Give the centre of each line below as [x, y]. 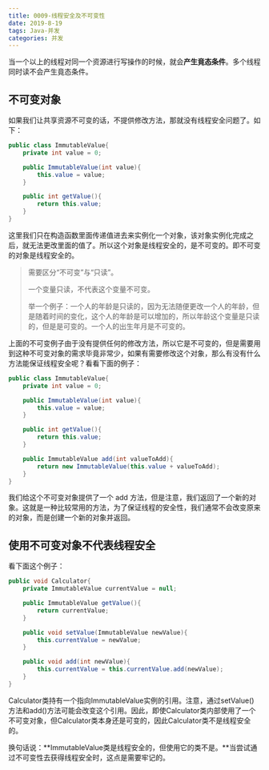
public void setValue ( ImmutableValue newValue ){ [105, 632]
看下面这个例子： [36, 566]
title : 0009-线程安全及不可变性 [57, 16]
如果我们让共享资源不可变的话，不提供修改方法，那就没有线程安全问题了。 [131, 120]
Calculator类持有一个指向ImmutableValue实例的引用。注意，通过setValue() [131, 700]
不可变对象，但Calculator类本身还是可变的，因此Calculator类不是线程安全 [130, 720]
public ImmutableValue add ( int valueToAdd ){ [98, 459]
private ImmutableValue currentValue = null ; [100, 589]
